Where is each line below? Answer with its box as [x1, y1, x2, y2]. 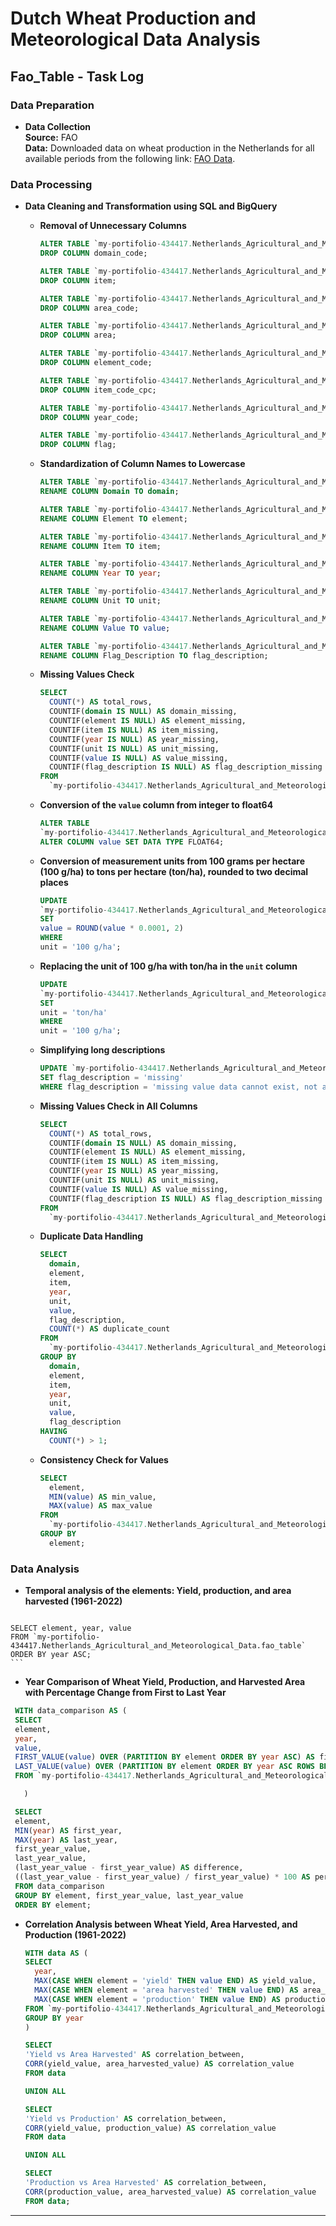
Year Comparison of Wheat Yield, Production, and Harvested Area [24, 1676, 306, 1688]
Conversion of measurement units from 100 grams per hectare [39, 855, 305, 867]
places [39, 876, 69, 888]
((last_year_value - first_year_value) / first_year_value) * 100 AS [14, 1872, 311, 1882]
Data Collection [24, 120, 92, 132]
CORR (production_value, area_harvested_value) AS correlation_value [24, 2187, 317, 2197]
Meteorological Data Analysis [10, 28, 261, 51]
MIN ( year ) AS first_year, [14, 1825, 123, 1836]
